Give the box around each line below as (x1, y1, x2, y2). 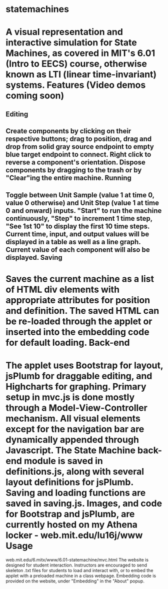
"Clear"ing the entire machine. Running (5, 174, 132, 182)
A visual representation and (5, 26, 123, 38)
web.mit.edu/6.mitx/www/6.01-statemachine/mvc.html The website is (5, 557, 149, 563)
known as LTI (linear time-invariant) (5, 69, 157, 80)
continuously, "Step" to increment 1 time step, (5, 214, 153, 223)
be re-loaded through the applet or (5, 316, 152, 327)
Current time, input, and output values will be (5, 230, 149, 238)
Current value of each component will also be (5, 245, 150, 254)
